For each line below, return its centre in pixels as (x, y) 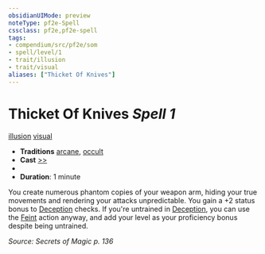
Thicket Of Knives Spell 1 (92, 114)
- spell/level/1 (35, 52)
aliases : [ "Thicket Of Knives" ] (62, 75)
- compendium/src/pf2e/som (53, 45)
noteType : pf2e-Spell (44, 23)
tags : (17, 38)
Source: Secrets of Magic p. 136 (61, 241)
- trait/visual (33, 67)
